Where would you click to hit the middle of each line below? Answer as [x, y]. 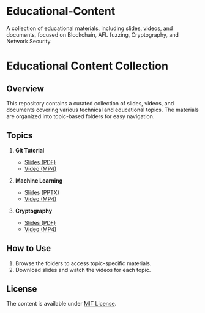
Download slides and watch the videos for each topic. [83, 270]
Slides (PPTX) [42, 192]
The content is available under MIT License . [61, 304]
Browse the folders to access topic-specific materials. [83, 263]
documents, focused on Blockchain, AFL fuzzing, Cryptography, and [93, 34]
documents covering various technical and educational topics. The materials [102, 110]
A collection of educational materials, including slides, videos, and [90, 28]
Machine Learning [39, 180]
